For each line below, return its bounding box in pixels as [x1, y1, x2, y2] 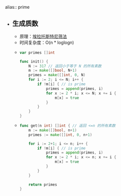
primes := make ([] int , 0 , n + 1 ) [28, 132, 92, 137]
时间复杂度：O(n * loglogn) [19, 39, 74, 45]
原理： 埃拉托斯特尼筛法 [19, 33, 67, 39]
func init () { [19, 59, 48, 64]
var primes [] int [19, 50, 55, 55]
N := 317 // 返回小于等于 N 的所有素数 [28, 64, 102, 68]
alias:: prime [5, 4, 30, 10]
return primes [28, 182, 57, 187]
